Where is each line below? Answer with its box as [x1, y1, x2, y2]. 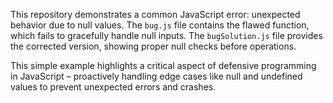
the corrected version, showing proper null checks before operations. [10, 40, 297, 52]
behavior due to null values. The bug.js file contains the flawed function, [10, 19, 310, 31]
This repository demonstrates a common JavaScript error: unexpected [10, 9, 301, 20]
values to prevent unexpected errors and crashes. [10, 81, 217, 93]
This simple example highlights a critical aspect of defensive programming [10, 60, 317, 71]
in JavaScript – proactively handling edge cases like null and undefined [10, 70, 303, 82]
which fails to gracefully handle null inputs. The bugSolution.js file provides [10, 30, 323, 41]
